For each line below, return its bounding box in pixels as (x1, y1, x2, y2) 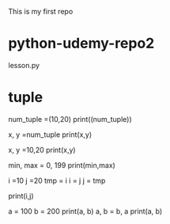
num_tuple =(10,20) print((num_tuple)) (8, 114, 132, 123)
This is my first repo (8, 7, 74, 16)
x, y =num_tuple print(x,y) (8, 130, 93, 139)
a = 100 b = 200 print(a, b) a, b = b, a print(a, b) (8, 206, 163, 216)
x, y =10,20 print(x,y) (8, 145, 77, 154)
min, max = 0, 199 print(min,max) (8, 160, 116, 169)
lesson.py (8, 60, 40, 70)
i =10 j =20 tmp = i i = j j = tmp (8, 176, 106, 185)
